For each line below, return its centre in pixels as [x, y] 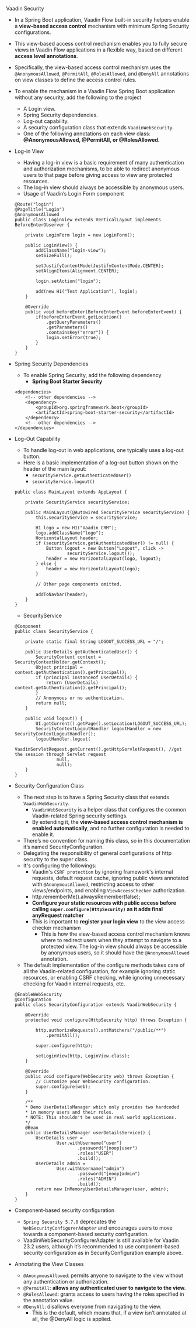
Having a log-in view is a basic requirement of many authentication [104, 162]
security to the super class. [56, 859]
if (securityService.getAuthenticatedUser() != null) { [105, 543]
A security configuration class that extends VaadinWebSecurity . [98, 127]
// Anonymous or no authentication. [80, 698]
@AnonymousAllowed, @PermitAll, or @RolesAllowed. [92, 140]
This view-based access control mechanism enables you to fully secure [101, 44]
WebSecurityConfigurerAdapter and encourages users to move [98, 1228]
